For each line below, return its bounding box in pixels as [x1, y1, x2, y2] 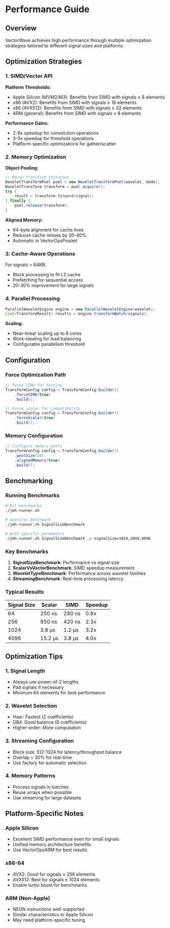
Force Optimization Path [5, 371, 66, 378]
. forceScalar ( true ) [14, 415, 56, 421]
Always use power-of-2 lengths [12, 679, 79, 685]
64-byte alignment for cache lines [12, 227, 84, 233]
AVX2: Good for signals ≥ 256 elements [12, 871, 95, 877]
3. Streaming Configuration [5, 738, 74, 745]
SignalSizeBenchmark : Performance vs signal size [12, 559, 120, 565]
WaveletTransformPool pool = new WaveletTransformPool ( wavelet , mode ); [5, 179, 160, 184]
